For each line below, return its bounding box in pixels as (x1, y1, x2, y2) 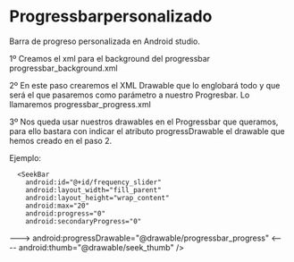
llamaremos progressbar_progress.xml (9, 98, 152, 109)
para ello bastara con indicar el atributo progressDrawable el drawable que (9, 125, 286, 136)
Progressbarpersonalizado (9, 6, 213, 27)
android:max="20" (25, 201, 90, 210)
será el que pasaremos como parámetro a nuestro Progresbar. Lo (9, 89, 250, 100)
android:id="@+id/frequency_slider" (25, 177, 163, 187)
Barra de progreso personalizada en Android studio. (9, 36, 201, 46)
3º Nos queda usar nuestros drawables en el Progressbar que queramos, (9, 116, 279, 127)
